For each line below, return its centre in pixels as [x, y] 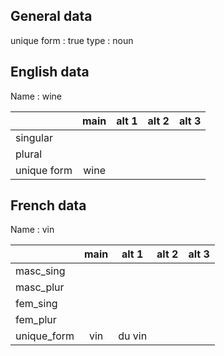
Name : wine [36, 96]
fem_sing [36, 304]
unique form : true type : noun [72, 40]
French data [48, 205]
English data [50, 72]
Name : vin [32, 230]
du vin [133, 336]
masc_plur [40, 287]
